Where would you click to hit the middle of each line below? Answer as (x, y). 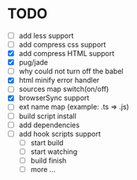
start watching (54, 152)
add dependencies (49, 125)
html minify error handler (59, 81)
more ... (43, 169)
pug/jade (33, 62)
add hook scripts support (60, 133)
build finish (48, 160)
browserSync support (54, 98)
